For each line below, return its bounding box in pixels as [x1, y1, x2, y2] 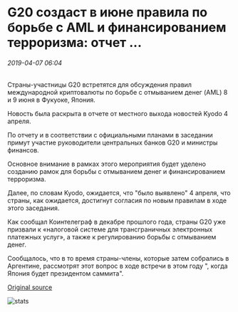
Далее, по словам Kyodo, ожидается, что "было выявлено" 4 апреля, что [7, 189, 231, 197]
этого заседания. [7, 204, 60, 212]
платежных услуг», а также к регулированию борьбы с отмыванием [7, 233, 217, 241]
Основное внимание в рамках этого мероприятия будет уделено [7, 160, 207, 168]
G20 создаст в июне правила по [7, 4, 208, 21]
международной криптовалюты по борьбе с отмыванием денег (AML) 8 [7, 88, 228, 97]
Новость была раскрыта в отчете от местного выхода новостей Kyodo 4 [7, 110, 228, 118]
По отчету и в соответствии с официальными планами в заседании [7, 131, 213, 140]
